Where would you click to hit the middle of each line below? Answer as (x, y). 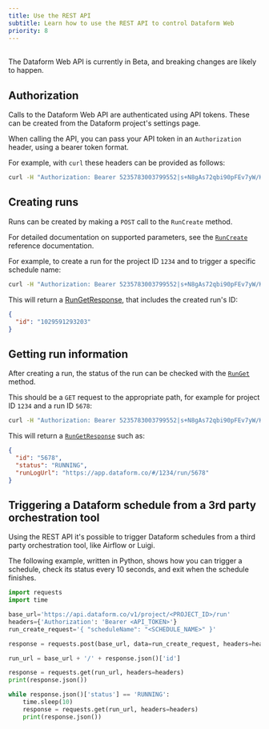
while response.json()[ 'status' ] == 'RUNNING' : (89, 695)
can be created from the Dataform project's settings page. (104, 123)
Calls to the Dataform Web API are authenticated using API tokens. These (129, 115)
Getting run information (68, 354)
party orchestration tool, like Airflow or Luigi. (82, 546)
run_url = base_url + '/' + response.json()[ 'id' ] (94, 658)
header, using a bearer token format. (69, 147)
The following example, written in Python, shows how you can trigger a (125, 561)
